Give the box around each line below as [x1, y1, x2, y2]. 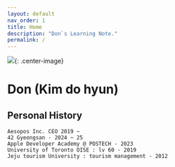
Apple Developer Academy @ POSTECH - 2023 [7, 140, 134, 148]
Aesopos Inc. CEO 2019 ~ [7, 128, 80, 135]
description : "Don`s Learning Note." [7, 30, 118, 37]
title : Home [7, 23, 42, 30]
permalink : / [7, 37, 46, 44]
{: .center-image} [14, 57, 65, 66]
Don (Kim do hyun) [7, 82, 119, 97]
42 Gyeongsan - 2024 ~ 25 [7, 135, 83, 142]
